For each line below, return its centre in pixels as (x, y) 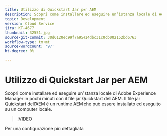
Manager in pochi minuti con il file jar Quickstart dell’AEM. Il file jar (73, 99)
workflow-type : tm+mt (28, 42)
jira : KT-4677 (20, 28)
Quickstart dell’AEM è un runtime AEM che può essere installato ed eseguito (83, 104)
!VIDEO (25, 119)
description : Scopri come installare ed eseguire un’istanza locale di (81, 14)
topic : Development (25, 19)
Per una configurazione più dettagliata (44, 129)
